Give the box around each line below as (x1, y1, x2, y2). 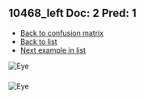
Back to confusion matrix (19, 28, 104, 37)
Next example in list (19, 45, 87, 55)
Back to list (19, 37, 57, 46)
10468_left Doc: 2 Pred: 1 (8, 6, 137, 20)
